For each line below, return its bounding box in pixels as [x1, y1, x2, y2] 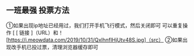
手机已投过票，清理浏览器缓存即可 [16, 43, 98, 50]
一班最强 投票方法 [6, 5, 70, 16]
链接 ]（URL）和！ [19, 29, 64, 36]
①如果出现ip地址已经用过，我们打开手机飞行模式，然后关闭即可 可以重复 [6, 22, 183, 29]
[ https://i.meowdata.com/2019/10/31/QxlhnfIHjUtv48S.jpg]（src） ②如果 [6, 36, 183, 43]
